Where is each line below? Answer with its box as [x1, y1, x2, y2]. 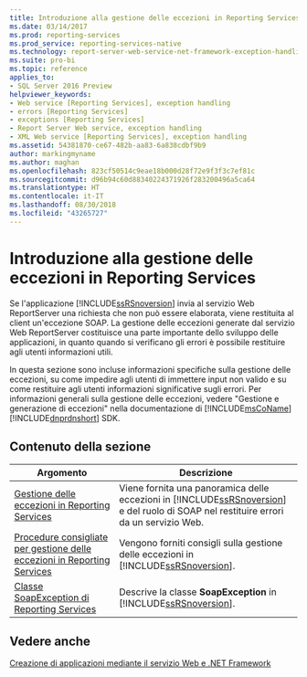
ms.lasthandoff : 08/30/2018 [9, 200, 117, 210]
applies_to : [9, 73, 55, 82]
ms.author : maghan [9, 157, 79, 167]
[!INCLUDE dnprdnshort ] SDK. [9, 412, 121, 423]
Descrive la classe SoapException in [118, 586, 277, 598]
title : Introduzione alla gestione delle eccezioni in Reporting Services [9, 13, 301, 23]
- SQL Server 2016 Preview [9, 81, 112, 90]
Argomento [37, 466, 88, 479]
